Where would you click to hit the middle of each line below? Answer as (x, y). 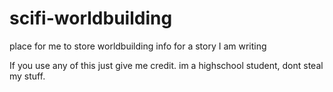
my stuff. (27, 76)
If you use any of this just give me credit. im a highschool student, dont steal (166, 65)
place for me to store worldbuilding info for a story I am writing (138, 46)
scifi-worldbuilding (91, 18)
